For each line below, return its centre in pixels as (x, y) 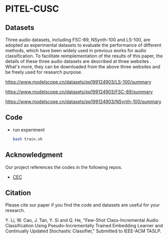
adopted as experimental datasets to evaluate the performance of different (83, 45)
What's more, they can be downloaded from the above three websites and (83, 67)
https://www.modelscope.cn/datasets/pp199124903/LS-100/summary (78, 82)
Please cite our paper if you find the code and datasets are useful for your (82, 205)
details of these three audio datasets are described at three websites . (78, 61)
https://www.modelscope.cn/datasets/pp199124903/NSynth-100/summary (83, 101)
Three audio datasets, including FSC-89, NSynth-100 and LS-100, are (78, 40)
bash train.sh (27, 139)
